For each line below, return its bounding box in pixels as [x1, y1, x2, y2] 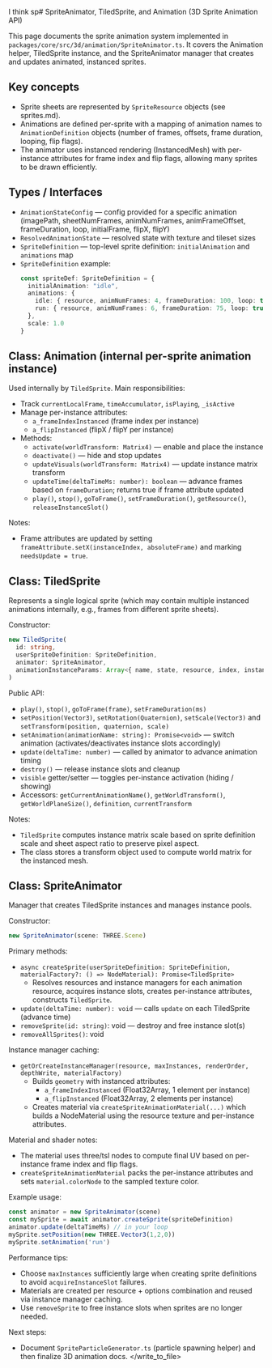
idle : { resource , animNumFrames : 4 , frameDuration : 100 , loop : [35, 297, 257, 305]
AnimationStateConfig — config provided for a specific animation [19, 206, 237, 217]
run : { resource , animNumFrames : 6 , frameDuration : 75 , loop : [35, 304, 249, 312]
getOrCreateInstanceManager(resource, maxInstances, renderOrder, [19, 1062, 249, 1071]
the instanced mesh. [19, 856, 89, 865]
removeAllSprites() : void [19, 1030, 104, 1039]
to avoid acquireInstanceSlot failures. [19, 1277, 147, 1286]
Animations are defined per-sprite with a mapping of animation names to [19, 119, 263, 129]
